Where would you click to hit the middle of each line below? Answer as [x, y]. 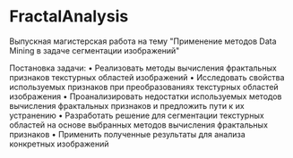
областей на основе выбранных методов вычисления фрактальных [139, 125]
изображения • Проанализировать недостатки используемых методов [146, 96]
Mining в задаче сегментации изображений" [95, 50]
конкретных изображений [59, 144]
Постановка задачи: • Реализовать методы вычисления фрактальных [143, 68]
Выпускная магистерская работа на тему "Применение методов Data [143, 41]
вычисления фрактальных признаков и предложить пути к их [127, 105]
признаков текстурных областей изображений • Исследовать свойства [147, 77]
